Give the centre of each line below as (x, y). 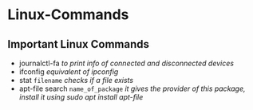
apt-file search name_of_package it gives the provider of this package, (132, 88)
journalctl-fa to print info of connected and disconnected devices (126, 63)
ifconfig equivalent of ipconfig (69, 72)
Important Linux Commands (78, 44)
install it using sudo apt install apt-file (81, 97)
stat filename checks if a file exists (76, 80)
